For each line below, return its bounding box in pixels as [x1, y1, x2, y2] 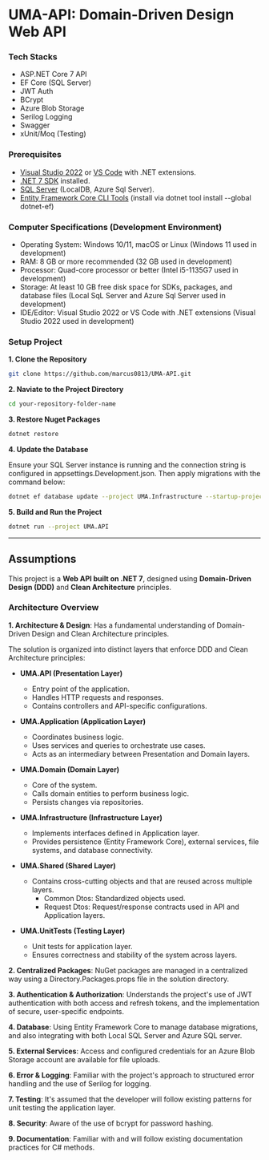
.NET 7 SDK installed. [19, 176, 90, 185]
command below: [8, 477, 66, 487]
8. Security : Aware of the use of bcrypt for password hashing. [8, 1118, 214, 1128]
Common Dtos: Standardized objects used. [43, 893, 186, 903]
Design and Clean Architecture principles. [31, 629, 170, 638]
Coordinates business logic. [31, 732, 124, 742]
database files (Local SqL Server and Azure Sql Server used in [19, 291, 226, 301]
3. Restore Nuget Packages [8, 414, 101, 424]
